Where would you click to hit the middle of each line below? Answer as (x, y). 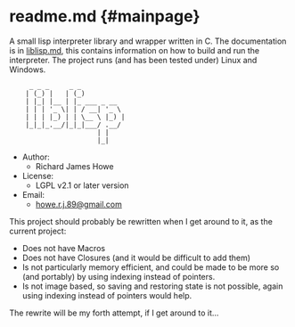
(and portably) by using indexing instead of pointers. (119, 276)
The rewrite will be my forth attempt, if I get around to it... (114, 313)
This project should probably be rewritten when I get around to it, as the (141, 221)
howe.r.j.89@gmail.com (78, 204)
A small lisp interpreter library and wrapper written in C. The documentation (148, 41)
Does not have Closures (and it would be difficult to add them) (136, 258)
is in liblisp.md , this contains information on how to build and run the (135, 50)
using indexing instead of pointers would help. (107, 295)
